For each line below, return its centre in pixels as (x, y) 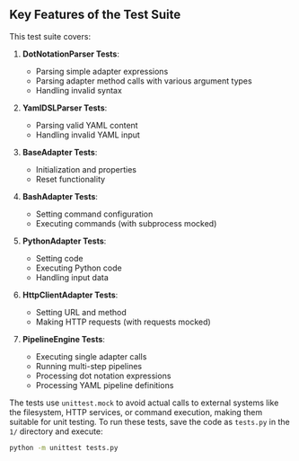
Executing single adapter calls (91, 356)
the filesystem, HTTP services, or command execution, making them (136, 412)
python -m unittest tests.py (64, 448)
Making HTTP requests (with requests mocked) (123, 322)
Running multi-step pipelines (88, 366)
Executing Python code (79, 268)
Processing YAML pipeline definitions (105, 385)
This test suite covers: (50, 36)
